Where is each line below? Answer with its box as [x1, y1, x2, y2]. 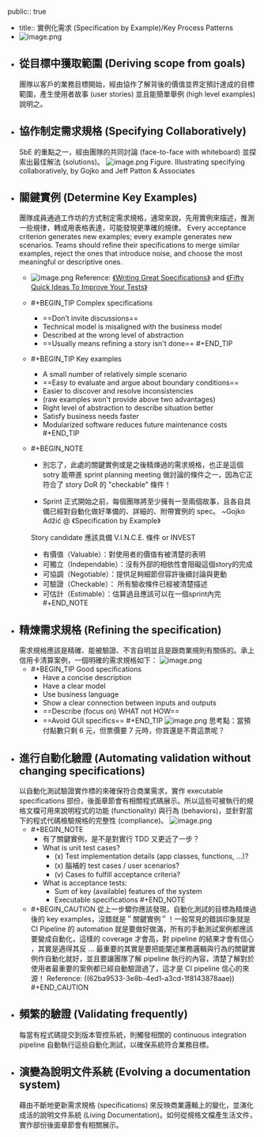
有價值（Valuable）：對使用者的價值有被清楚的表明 [42, 549, 206, 559]
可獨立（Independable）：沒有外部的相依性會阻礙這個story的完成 [42, 560, 254, 569]
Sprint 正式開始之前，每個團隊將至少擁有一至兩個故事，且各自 [42, 496, 244, 506]
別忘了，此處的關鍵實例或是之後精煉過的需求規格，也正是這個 [42, 460, 244, 470]
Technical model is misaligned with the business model [42, 322, 222, 332]
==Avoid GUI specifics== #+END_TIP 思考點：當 [42, 716, 244, 725]
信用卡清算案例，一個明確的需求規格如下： [18, 656, 158, 665]
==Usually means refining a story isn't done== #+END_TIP [42, 339, 233, 348]
